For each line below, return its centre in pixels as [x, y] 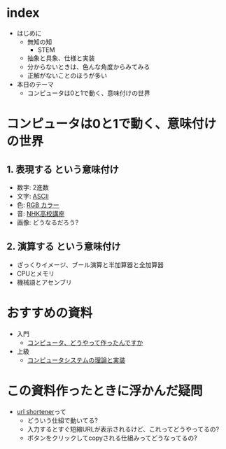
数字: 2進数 [33, 187]
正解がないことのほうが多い [67, 76]
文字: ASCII [33, 196]
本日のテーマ [35, 84]
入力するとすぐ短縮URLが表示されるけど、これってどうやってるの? [123, 429]
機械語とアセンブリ [44, 282]
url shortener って [42, 411]
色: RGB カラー [38, 205]
